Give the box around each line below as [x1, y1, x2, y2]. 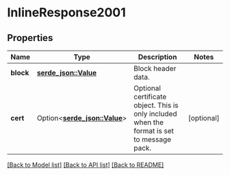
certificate [133, 92, 167, 101]
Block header [133, 64, 177, 73]
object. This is [133, 100, 179, 110]
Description [138, 53, 177, 62]
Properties [7, 32, 53, 44]
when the [133, 118, 164, 127]
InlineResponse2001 [7, 5, 127, 21]
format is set [133, 126, 175, 135]
